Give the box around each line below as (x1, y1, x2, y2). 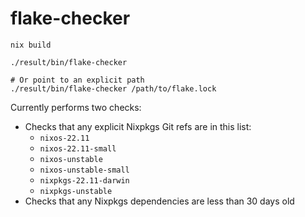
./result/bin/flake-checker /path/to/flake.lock (10, 83, 217, 94)
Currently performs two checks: (10, 101, 142, 113)
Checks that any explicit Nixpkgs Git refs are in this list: (24, 120, 252, 132)
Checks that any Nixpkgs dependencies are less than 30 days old (24, 195, 295, 207)
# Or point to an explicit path (10, 75, 145, 85)
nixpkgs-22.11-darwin (39, 175, 130, 186)
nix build (10, 40, 52, 50)
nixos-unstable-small (39, 165, 130, 175)
